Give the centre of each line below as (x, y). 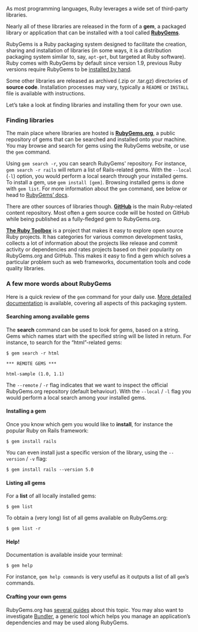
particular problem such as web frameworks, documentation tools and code (98, 262)
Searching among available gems (48, 317)
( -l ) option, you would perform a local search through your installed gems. (97, 176)
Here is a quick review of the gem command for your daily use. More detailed (99, 296)
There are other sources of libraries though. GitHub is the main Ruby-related (99, 206)
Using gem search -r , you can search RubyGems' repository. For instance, (96, 164)
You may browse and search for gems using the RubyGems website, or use (98, 146)
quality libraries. (26, 269)
